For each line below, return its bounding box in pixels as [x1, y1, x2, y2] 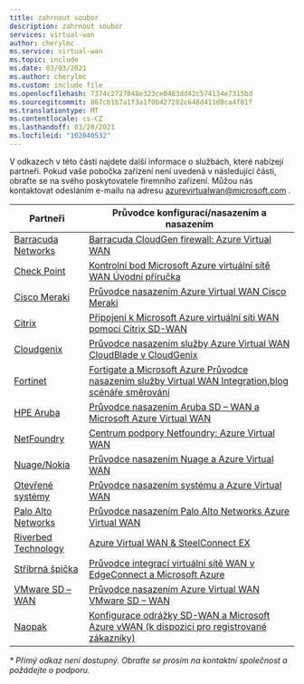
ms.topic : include [9, 55, 79, 64]
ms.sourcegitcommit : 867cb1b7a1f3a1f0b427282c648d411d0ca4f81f [9, 97, 253, 107]
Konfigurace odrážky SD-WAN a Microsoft [89, 609, 271, 621]
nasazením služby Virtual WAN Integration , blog [89, 374, 290, 387]
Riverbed [14, 531, 52, 544]
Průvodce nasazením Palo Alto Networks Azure [89, 505, 290, 517]
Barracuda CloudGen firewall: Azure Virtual [89, 233, 271, 246]
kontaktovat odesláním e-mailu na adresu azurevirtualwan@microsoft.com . [9, 185, 291, 196]
